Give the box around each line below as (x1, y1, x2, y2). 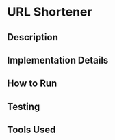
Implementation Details (7, 54, 109, 66)
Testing (7, 100, 40, 113)
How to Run (7, 78, 57, 89)
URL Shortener (7, 4, 92, 20)
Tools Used (7, 124, 56, 136)
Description (7, 31, 58, 43)
